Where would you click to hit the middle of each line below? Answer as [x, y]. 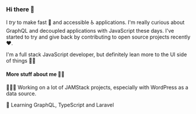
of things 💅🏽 [21, 61]
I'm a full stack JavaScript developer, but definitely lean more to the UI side [97, 54]
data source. [21, 94]
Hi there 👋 [20, 9]
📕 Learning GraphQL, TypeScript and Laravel [60, 105]
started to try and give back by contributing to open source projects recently [98, 37]
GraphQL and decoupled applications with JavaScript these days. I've [90, 31]
